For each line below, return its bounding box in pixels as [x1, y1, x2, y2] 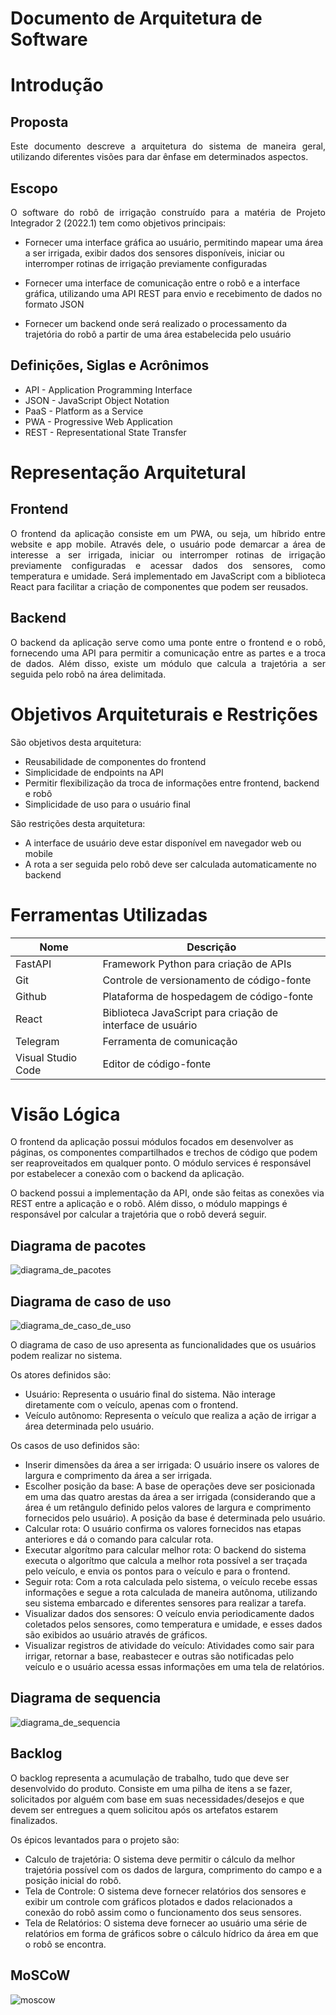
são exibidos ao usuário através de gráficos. [24, 1629, 208, 1641]
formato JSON [24, 298, 85, 310]
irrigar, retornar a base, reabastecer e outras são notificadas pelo [24, 1650, 295, 1662]
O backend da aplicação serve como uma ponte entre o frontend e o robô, [10, 636, 326, 648]
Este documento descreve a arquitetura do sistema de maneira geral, [10, 140, 326, 152]
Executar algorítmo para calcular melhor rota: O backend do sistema [24, 1544, 307, 1556]
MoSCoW [10, 1967, 71, 1984]
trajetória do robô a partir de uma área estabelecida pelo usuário [24, 328, 292, 340]
